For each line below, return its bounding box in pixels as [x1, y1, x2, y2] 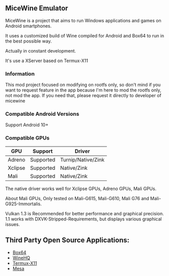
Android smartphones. [5, 23, 52, 29]
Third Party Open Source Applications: [5, 236, 130, 245]
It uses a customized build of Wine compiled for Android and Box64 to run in [5, 32, 164, 38]
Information [5, 70, 35, 77]
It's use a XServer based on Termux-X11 [5, 58, 88, 64]
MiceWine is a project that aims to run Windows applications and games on [5, 17, 161, 23]
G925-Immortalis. [5, 201, 42, 207]
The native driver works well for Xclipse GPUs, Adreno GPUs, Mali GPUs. [5, 186, 156, 192]
